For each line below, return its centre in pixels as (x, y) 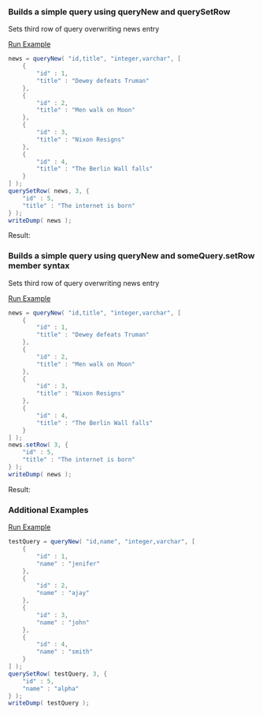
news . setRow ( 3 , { (38, 445)
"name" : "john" (63, 623)
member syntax (39, 265)
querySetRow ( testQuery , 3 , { (58, 674)
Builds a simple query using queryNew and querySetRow (119, 12)
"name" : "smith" (65, 652)
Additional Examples (48, 510)
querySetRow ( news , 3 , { (49, 191)
